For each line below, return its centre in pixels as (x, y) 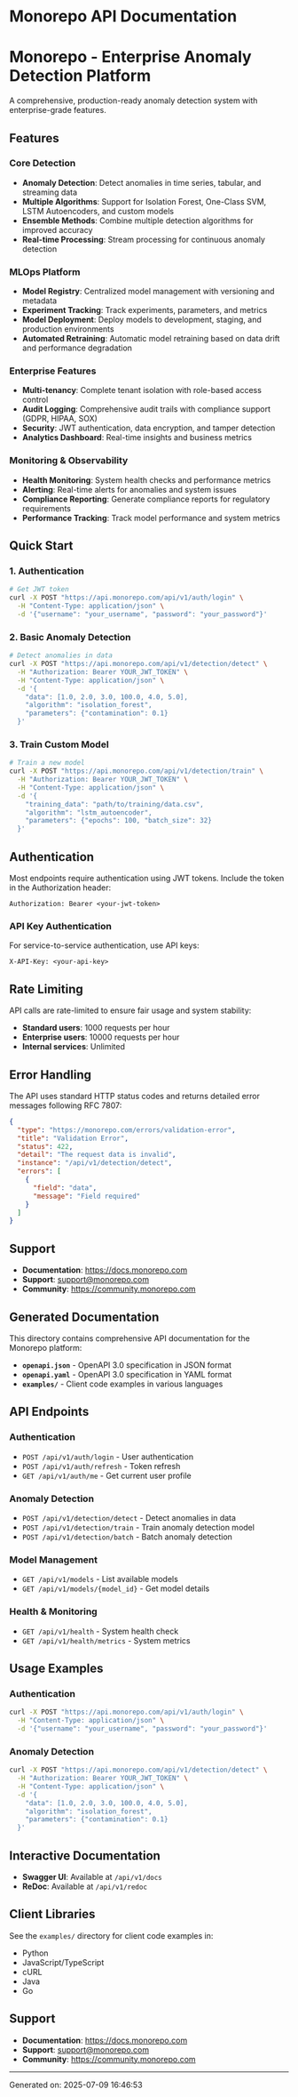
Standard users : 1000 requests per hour (96, 1028)
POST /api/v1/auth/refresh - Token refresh (101, 1466)
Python (35, 1953)
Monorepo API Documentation (123, 16)
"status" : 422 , (45, 1146)
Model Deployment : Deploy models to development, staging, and (141, 320)
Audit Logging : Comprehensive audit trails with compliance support (146, 409)
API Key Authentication (61, 926)
